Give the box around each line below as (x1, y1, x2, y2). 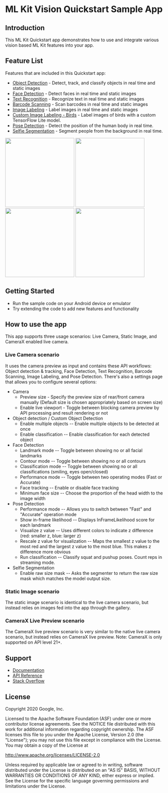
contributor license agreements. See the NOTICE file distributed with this (5, 721, 155, 727)
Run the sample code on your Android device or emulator (12, 300, 131, 306)
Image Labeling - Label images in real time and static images (12, 107, 138, 113)
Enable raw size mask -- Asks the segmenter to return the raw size (20, 570, 158, 576)
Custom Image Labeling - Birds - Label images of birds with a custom (12, 112, 156, 118)
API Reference (12, 672, 43, 679)
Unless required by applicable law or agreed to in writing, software (5, 761, 143, 767)
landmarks (20, 452, 42, 458)
